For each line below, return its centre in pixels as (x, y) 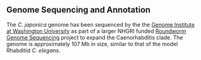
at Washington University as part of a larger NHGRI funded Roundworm (96, 31)
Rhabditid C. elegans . (33, 50)
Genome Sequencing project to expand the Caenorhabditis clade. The (95, 37)
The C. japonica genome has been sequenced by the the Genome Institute (100, 24)
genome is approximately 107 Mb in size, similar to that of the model (92, 44)
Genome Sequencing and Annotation (78, 10)
